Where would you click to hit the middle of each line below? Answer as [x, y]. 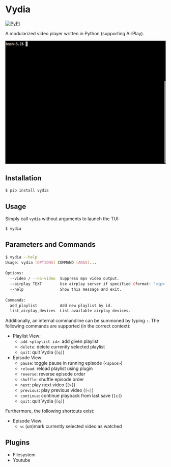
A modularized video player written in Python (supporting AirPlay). [75, 33]
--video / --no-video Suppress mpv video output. [65, 279]
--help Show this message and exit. [66, 289]
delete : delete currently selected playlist [63, 347]
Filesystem [24, 455]
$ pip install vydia [27, 191]
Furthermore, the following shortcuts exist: [50, 411]
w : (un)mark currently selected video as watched [71, 426]
